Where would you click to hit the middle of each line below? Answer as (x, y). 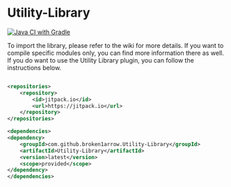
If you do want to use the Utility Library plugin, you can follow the (101, 60)
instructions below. (34, 67)
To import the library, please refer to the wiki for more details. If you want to (115, 45)
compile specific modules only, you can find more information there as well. (115, 53)
